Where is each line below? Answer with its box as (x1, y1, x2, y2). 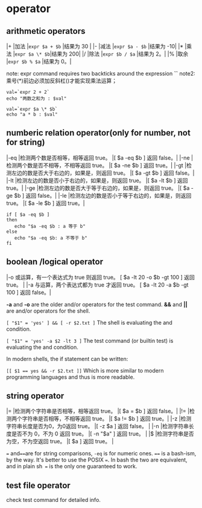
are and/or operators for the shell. (6, 307, 90, 314)
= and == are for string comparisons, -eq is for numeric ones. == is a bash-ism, (6, 450, 197, 457)
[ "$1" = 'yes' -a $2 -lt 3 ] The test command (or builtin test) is (6, 337, 174, 344)
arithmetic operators (6, 26, 86, 36)
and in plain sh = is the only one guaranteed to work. (6, 463, 137, 470)
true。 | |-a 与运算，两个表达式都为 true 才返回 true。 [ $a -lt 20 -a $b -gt (6, 281, 189, 288)
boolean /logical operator (6, 256, 104, 267)
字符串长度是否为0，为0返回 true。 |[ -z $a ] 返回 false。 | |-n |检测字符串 (6, 423, 189, 430)
